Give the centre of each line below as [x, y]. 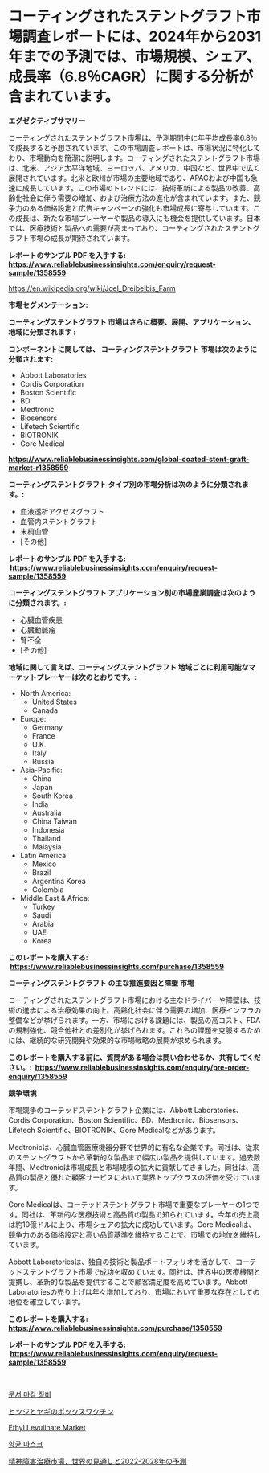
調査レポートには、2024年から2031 [142, 37]
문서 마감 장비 [30, 1394]
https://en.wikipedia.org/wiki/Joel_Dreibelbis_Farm [92, 288]
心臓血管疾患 [41, 620]
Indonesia [48, 829]
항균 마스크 [26, 1444]
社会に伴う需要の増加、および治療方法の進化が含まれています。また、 [138, 198]
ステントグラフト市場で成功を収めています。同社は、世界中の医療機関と [141, 1271]
